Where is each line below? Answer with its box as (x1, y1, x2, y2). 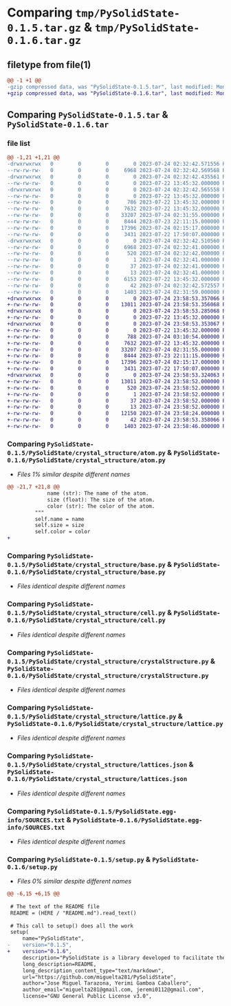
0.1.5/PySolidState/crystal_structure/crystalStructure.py (7, 657, 209, 665)
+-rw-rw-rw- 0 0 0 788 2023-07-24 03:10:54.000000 (7, 333, 220, 340)
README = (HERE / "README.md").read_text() (10, 910, 137, 917)
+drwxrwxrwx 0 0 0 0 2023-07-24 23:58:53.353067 (7, 321, 220, 328)
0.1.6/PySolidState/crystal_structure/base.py (7, 568, 166, 576)
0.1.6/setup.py (7, 863, 58, 871)
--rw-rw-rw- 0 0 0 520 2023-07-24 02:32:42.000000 (7, 250, 220, 257)
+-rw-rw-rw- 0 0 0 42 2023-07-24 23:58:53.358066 (7, 416, 220, 424)
